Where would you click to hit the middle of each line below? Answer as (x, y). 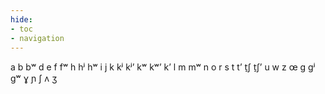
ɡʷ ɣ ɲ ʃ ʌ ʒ (34, 78)
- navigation (37, 38)
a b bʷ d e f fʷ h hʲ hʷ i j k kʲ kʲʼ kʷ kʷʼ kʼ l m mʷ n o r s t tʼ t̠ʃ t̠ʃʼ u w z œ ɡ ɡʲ (163, 67)
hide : (21, 19)
